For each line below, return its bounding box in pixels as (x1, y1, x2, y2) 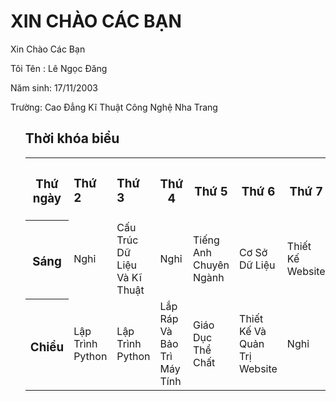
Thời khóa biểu (24, 130, 120, 147)
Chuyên (192, 258, 230, 272)
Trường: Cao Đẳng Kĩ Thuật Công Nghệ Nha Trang (10, 101, 218, 113)
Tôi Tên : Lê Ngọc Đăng (10, 62, 108, 74)
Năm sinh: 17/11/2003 (10, 81, 98, 94)
